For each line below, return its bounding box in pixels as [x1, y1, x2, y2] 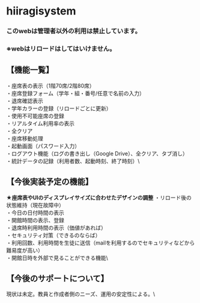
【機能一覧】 [6, 65, 54, 75]
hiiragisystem [6, 4, 76, 18]
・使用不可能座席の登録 [6, 112, 64, 119]
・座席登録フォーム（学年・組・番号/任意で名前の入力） [6, 89, 145, 97]
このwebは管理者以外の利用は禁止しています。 [6, 27, 141, 36]
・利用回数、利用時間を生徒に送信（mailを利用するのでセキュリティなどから [6, 239, 195, 246]
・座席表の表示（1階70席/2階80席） [6, 82, 95, 89]
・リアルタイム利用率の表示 [6, 119, 75, 127]
